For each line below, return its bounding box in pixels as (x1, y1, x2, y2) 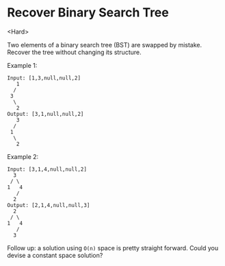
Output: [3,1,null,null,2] (7, 110, 84, 117)
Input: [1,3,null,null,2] (7, 74, 81, 82)
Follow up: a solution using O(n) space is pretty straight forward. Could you (7, 243, 219, 252)
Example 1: (7, 61, 38, 69)
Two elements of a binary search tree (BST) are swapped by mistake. (7, 40, 202, 49)
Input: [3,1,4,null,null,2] (7, 166, 88, 173)
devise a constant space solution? (7, 251, 103, 259)
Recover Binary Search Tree (7, 5, 169, 21)
